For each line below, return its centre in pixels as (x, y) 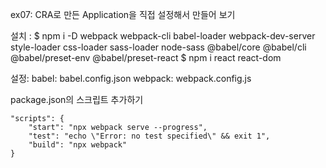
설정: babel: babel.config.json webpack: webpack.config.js (131, 78)
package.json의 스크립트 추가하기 (77, 99)
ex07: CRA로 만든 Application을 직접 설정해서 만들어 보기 (123, 14)
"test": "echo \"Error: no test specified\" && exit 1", (149, 136)
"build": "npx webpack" (78, 145)
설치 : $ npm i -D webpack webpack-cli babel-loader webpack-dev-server (163, 36)
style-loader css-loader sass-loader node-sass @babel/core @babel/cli (158, 47)
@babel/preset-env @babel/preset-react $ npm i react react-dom (146, 57)
